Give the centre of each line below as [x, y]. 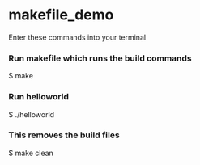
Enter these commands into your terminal [77, 37]
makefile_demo [61, 15]
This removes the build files [64, 135]
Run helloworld [38, 97]
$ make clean [31, 153]
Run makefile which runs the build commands [100, 58]
